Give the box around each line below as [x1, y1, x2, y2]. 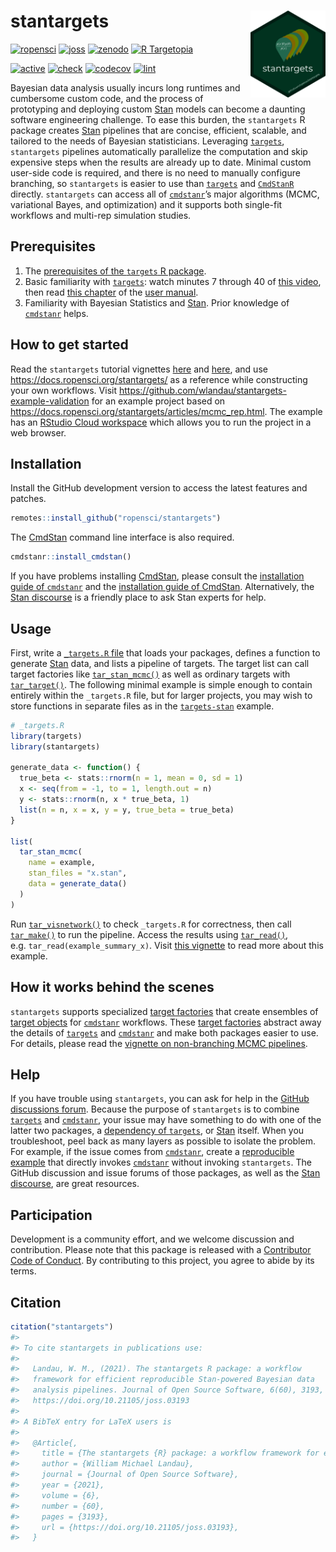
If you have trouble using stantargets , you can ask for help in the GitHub [10, 1093, 310, 1105]
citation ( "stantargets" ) [10, 1321, 114, 1332]
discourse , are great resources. [10, 1178, 140, 1190]
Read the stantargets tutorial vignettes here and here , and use [10, 363, 268, 375]
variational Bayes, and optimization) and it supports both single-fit [10, 198, 283, 210]
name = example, [28, 858, 97, 868]
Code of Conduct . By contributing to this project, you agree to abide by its [10, 1255, 315, 1267]
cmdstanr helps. [24, 307, 89, 319]
